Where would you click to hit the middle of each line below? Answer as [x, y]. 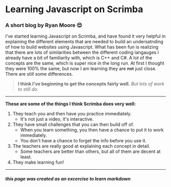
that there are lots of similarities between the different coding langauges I [82, 52]
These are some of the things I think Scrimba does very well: [70, 104]
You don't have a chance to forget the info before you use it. [83, 141]
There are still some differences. [39, 74]
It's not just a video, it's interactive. [57, 119]
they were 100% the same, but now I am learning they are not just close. [81, 69]
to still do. [28, 89]
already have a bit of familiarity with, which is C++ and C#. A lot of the [79, 58]
